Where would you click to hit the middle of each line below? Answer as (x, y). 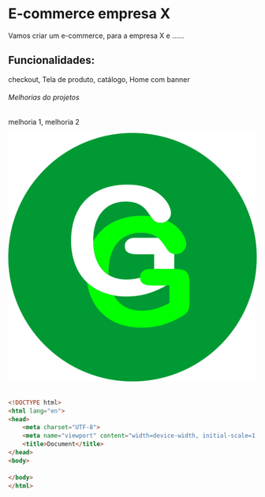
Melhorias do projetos (44, 97)
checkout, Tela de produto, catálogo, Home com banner (99, 79)
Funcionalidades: (52, 60)
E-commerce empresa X (90, 14)
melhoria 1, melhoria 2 (44, 121)
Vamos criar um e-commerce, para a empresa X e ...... (96, 35)
